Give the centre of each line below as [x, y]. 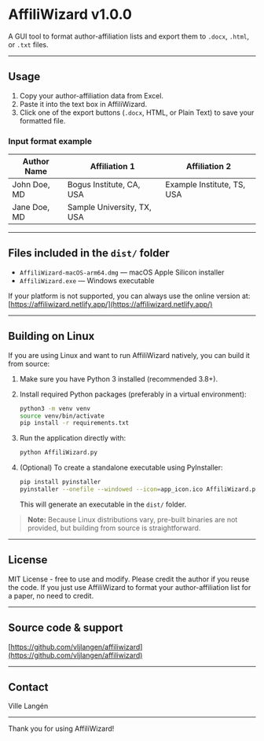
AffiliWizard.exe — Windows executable [87, 280]
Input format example [50, 141]
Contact [28, 687]
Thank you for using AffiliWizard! [61, 728]
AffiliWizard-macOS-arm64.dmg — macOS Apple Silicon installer [122, 272]
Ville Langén [28, 706]
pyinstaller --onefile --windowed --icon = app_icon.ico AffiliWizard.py [139, 489]
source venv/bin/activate [62, 416]
